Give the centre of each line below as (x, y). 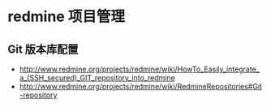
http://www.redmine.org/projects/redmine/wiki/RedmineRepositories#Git (141, 86)
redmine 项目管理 (66, 17)
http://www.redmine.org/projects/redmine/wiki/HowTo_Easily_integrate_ (140, 69)
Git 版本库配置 (43, 49)
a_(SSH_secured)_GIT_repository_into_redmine (97, 78)
